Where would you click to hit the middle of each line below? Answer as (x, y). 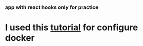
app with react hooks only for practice (52, 7)
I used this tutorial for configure (71, 28)
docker (20, 38)
